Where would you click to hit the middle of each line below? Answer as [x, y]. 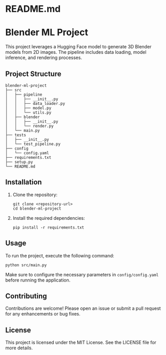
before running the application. [38, 280]
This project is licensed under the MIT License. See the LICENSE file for [81, 343]
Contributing [26, 296]
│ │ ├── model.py [28, 108]
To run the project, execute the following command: [60, 255]
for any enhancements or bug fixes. [43, 314]
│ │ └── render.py [29, 126]
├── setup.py [19, 162]
